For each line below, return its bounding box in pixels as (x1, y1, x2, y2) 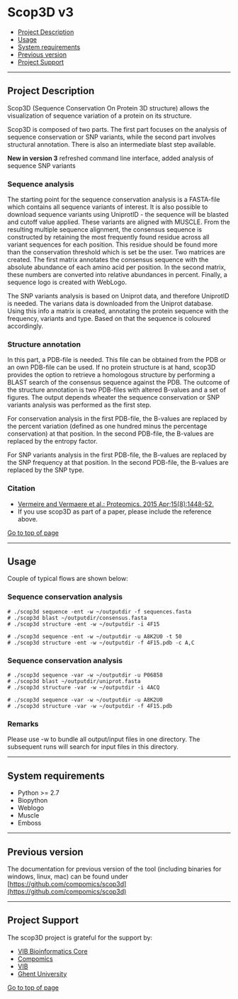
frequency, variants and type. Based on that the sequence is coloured (7, 315, 211, 323)
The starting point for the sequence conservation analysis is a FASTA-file (7, 196, 221, 204)
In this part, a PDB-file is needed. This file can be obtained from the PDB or (7, 356, 227, 364)
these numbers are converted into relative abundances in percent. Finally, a (7, 271, 228, 279)
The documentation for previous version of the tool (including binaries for (7, 864, 222, 873)
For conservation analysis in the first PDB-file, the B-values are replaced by (7, 414, 227, 423)
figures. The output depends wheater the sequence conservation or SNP (7, 393, 220, 402)
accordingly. (7, 322, 44, 330)
